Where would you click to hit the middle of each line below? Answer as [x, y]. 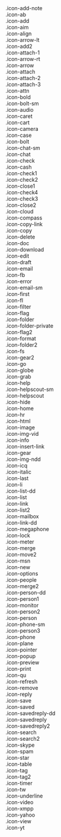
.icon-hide [18, 402]
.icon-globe [20, 370]
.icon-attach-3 [23, 84]
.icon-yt [15, 827]
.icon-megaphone [28, 529]
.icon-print [18, 669]
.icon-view [19, 821]
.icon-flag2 [19, 332]
